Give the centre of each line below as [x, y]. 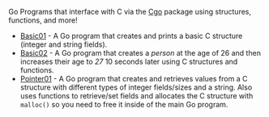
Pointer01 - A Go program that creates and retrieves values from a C [134, 79]
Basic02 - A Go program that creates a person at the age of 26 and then [141, 53]
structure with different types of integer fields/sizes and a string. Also [136, 87]
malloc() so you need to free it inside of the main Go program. [124, 104]
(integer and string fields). [64, 44]
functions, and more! [43, 20]
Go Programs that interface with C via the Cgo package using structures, [130, 12]
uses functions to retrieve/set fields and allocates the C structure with [137, 96]
